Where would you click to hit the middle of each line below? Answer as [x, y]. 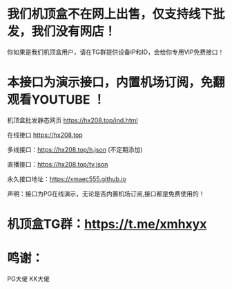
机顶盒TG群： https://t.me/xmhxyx [107, 224]
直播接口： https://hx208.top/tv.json [58, 164]
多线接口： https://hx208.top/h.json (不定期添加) [75, 149]
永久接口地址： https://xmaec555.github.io [67, 179]
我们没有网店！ [74, 31]
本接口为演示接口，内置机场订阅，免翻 [116, 83]
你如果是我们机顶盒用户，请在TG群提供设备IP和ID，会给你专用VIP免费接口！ [116, 52]
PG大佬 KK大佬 [29, 279]
